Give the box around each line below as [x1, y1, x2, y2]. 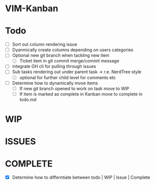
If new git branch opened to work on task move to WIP [19, 85, 130, 91]
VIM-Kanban [5, 3, 59, 14]
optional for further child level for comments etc [19, 74, 116, 81]
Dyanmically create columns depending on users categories [12, 47, 133, 53]
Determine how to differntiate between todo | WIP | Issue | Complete [12, 174, 151, 181]
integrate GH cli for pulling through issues [12, 63, 96, 69]
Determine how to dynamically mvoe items [12, 80, 98, 86]
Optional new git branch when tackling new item [12, 52, 110, 59]
